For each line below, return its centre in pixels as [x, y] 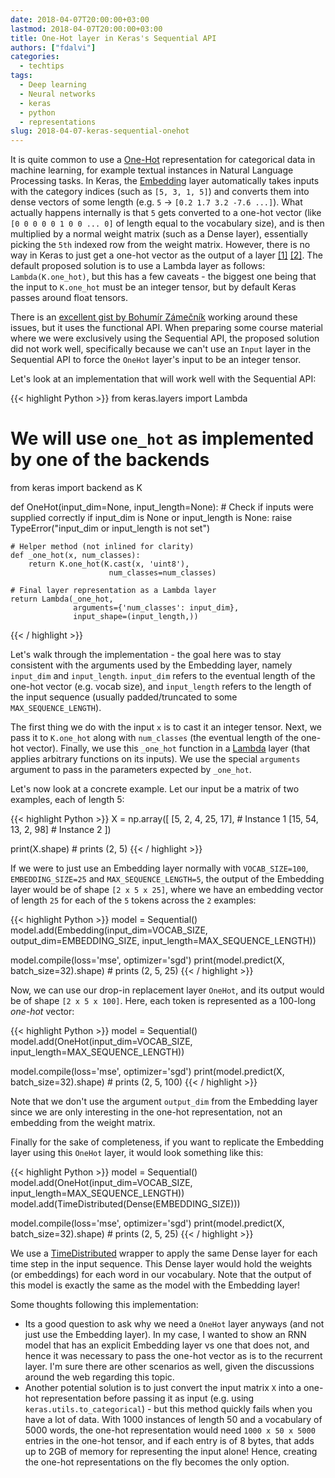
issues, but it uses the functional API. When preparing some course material [166, 328]
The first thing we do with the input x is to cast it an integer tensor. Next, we [166, 727]
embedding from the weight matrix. [83, 1123]
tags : [21, 76]
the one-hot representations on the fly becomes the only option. [157, 1462]
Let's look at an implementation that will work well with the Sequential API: [163, 379]
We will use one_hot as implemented [162, 438]
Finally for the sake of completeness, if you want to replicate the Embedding [167, 1142]
